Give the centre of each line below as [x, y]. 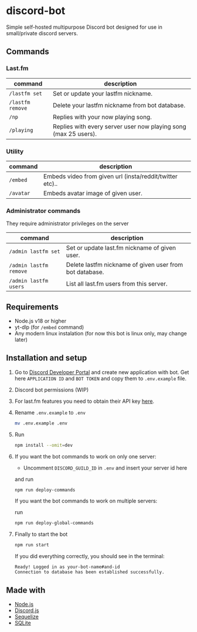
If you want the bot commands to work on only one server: [85, 456]
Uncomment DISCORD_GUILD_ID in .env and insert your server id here [105, 468]
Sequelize [27, 617]
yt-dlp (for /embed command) [49, 327]
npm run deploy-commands [45, 490]
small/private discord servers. [42, 33]
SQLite [23, 623]
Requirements [32, 307]
